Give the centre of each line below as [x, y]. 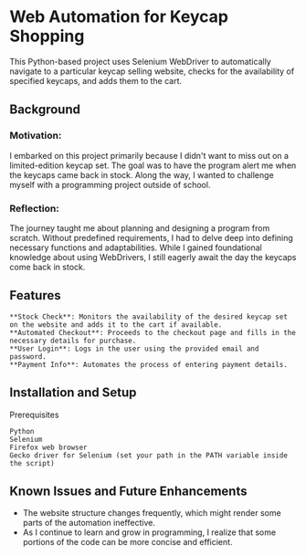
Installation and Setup [73, 393]
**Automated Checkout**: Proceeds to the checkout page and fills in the [153, 332]
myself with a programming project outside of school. [110, 184]
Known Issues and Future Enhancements [128, 491]
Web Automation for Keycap [119, 17]
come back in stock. [47, 267]
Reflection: [34, 208]
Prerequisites [34, 414]
